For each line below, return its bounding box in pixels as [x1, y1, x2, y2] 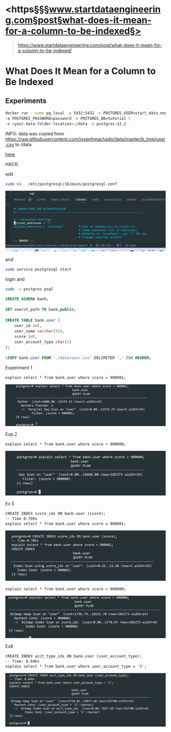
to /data [15, 141, 32, 147]
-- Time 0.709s [5, 516, 38, 522]
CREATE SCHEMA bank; [5, 296, 49, 302]
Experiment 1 [5, 365, 33, 371]
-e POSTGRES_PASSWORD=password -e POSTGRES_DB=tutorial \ [5, 116, 131, 121]
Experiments [5, 96, 47, 105]
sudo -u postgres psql [5, 286, 53, 291]
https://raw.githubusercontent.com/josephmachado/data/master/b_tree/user [5, 136, 165, 142]
